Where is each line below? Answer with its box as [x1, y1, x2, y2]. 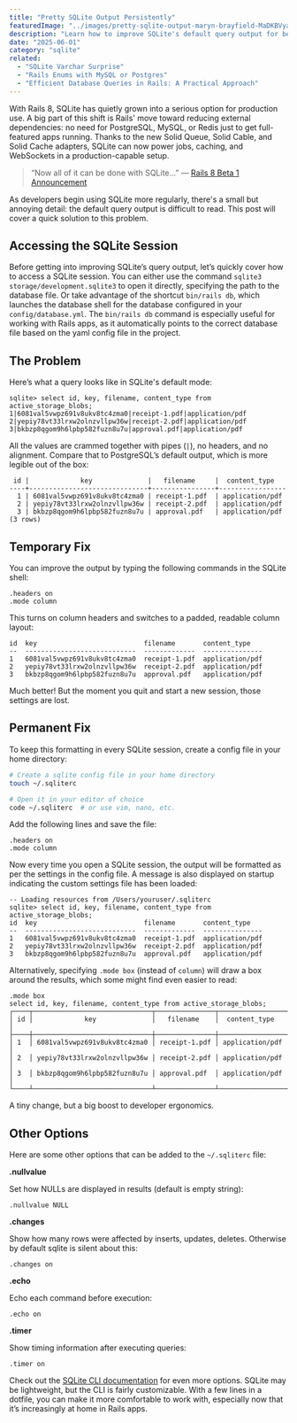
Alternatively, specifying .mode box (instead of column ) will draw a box [9, 965, 263, 976]
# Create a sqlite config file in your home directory [9, 770, 216, 779]
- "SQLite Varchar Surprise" [17, 63, 125, 72]
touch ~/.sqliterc [9, 778, 77, 788]
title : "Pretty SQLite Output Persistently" [9, 12, 176, 22]
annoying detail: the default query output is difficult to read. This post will [9, 203, 276, 213]
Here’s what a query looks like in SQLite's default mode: [9, 377, 212, 388]
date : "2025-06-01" [9, 37, 81, 47]
